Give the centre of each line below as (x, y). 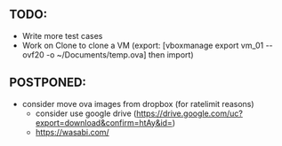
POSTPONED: (48, 83)
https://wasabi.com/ (72, 132)
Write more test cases (62, 35)
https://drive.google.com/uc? (189, 113)
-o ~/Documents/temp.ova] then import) (120, 54)
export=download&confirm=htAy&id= (104, 122)
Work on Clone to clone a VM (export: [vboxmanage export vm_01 (143, 45)
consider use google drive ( (86, 113)
